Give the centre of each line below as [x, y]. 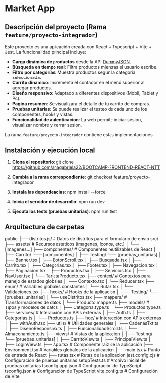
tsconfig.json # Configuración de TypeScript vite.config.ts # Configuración [81, 371]
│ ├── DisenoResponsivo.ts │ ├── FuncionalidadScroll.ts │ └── [71, 328]
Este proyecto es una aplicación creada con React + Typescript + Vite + [79, 47]
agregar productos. [32, 88]
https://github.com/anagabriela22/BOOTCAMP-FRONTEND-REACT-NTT [86, 167]
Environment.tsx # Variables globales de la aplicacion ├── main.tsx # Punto [83, 349]
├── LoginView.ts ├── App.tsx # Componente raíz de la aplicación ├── [79, 344]
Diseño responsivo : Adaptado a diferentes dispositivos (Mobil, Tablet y [85, 93]
